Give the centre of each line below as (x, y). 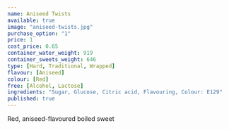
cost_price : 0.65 (33, 46)
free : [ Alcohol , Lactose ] (45, 86)
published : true (31, 99)
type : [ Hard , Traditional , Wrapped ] (61, 66)
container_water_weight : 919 (50, 53)
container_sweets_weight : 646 (52, 60)
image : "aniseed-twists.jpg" (50, 27)
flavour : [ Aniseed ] (36, 72)
